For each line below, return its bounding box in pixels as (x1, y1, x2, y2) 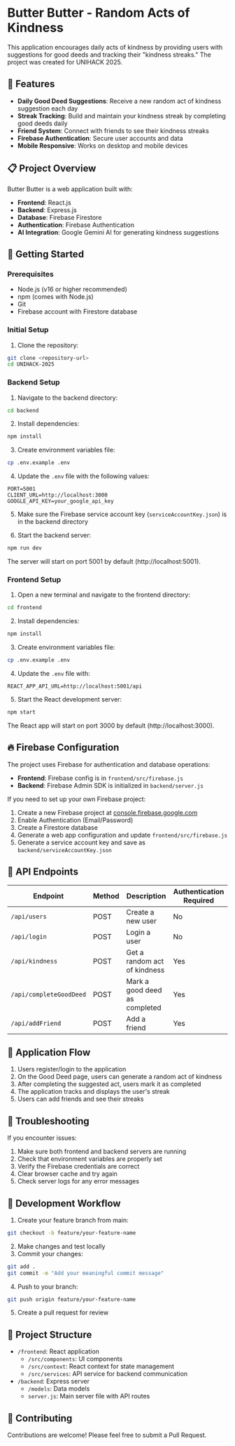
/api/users (10, 912, 47, 920)
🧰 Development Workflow (7, 1197, 121, 1209)
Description (126, 891, 166, 901)
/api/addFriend (10, 1019, 62, 1027)
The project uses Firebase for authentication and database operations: (7, 760, 211, 768)
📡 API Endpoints (7, 866, 79, 878)
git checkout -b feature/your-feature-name (7, 1229, 136, 1237)
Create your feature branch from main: (17, 1216, 129, 1224)
